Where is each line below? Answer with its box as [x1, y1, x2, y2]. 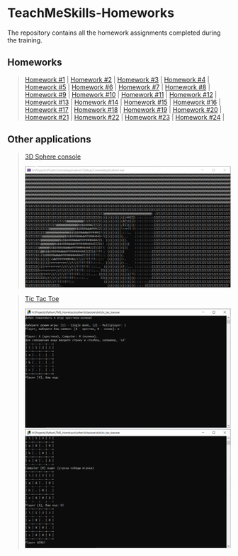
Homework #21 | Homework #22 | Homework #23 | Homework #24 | [24, 113, 225, 121]
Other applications [7, 133, 91, 146]
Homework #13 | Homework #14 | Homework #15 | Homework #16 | [24, 98, 221, 106]
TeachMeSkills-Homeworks [7, 5, 175, 21]
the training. [7, 35, 42, 44]
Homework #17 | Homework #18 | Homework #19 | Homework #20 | [24, 105, 222, 114]
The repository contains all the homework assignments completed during [7, 28, 221, 37]
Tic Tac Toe [24, 295, 59, 303]
